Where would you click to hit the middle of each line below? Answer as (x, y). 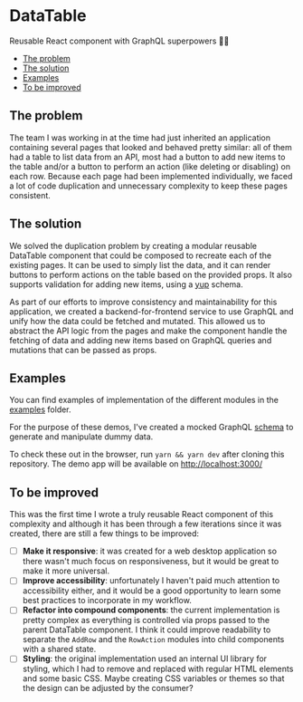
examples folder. (40, 409)
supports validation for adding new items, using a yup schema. (126, 284)
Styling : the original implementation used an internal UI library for (145, 659)
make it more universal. (66, 571)
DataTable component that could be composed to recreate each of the (141, 255)
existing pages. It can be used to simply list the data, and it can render (140, 264)
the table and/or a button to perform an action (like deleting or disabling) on (150, 166)
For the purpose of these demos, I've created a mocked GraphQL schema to (151, 428)
